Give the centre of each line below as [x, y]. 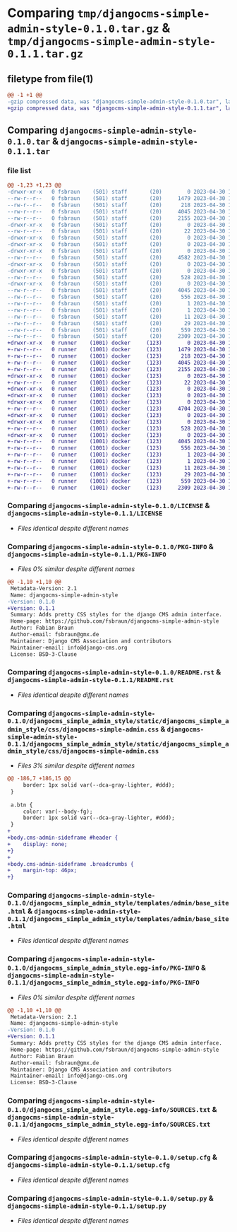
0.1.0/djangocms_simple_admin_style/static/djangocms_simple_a [118, 721]
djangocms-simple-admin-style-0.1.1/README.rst [91, 680]
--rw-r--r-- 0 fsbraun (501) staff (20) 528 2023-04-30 [116, 277]
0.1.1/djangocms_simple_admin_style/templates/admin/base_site [118, 919]
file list [19, 170]
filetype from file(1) [50, 79]
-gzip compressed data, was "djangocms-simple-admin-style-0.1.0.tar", [115, 101]
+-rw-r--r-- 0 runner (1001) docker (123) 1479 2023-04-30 [116, 350]
